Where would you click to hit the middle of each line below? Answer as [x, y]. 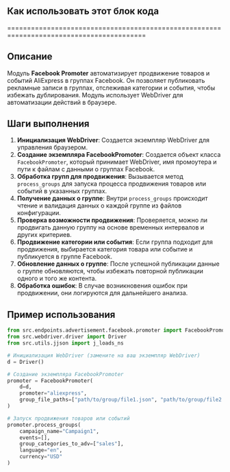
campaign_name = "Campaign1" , [59, 431]
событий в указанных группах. [62, 191]
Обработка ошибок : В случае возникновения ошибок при [102, 286]
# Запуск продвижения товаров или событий [68, 418]
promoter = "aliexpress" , [53, 393]
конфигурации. [39, 213]
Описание [30, 57]
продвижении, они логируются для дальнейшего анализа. [102, 293]
